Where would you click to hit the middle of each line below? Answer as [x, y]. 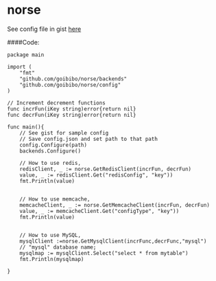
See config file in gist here [44, 29]
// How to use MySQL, [50, 235]
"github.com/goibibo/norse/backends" [73, 79]
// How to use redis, [50, 163]
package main [26, 55]
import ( [20, 67]
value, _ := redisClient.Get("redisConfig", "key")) [96, 175]
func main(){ [26, 127]
